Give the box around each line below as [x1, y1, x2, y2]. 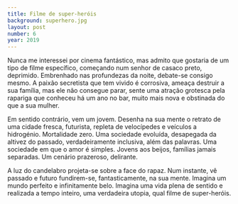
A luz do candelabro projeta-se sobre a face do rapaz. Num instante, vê [7, 166, 217, 175]
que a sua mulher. [7, 101, 60, 110]
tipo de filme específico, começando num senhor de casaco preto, [7, 64, 202, 72]
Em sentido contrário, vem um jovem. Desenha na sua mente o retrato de [7, 115, 222, 124]
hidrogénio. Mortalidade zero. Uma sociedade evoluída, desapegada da [7, 130, 217, 139]
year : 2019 [7, 37, 40, 44]
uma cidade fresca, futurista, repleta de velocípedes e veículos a [7, 123, 198, 131]
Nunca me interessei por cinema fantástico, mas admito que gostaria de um [7, 56, 229, 64]
